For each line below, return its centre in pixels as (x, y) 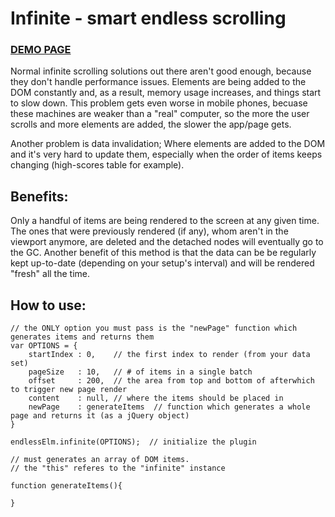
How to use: (48, 305)
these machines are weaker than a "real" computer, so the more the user (160, 114)
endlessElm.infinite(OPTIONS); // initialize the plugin (133, 442)
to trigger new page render (69, 390)
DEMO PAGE (41, 50)
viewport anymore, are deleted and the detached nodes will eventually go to (167, 242)
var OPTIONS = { (44, 346)
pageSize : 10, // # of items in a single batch (140, 372)
